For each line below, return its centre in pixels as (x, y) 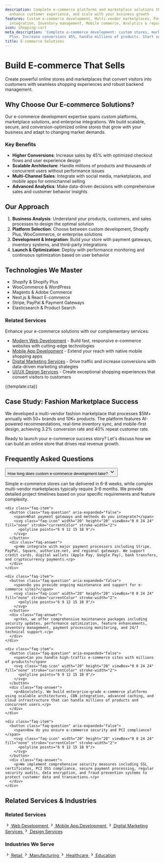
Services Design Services (34, 832)
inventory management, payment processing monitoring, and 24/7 (72, 628)
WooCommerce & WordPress (41, 287)
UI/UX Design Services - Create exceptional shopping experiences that (83, 372)
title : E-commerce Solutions (35, 41)
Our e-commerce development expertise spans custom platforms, (72, 116)
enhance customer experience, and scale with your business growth (80, 14)
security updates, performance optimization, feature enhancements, (76, 623)
